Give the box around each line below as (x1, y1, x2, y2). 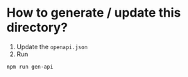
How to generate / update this (6, 5, 181, 21)
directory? (6, 19, 68, 35)
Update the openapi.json (16, 42, 88, 51)
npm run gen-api (6, 63, 53, 70)
